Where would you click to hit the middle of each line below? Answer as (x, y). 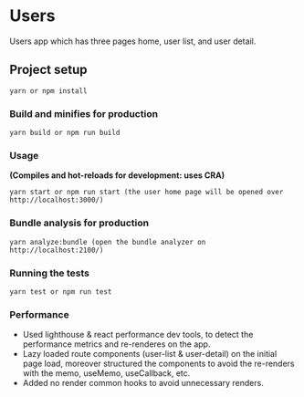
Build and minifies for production (84, 113)
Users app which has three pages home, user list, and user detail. (133, 41)
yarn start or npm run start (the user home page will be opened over (147, 193)
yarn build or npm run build (65, 133)
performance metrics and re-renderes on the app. (116, 344)
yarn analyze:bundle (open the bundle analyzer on (108, 242)
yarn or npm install (49, 91)
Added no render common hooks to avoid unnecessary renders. (143, 383)
